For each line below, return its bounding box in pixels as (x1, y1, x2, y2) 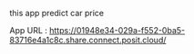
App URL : (9, 25, 48, 35)
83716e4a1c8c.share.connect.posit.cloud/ (9, 35, 167, 45)
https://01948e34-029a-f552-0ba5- (49, 25, 185, 35)
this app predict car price (9, 8, 105, 18)
